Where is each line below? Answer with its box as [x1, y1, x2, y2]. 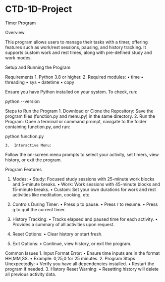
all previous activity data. [5, 271, 56, 277]
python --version [5, 98, 40, 104]
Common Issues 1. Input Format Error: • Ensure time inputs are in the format [5, 250, 160, 256]
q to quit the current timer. [12, 206, 66, 212]
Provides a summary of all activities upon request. [12, 221, 115, 227]
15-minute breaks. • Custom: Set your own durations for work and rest [12, 187, 156, 192]
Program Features [5, 166, 42, 172]
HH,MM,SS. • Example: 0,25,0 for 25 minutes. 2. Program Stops [5, 255, 135, 261]
